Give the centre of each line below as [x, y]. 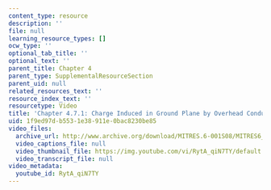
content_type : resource [48, 16]
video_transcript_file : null [65, 158]
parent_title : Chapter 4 [50, 69]
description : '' [35, 23]
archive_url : [38, 136]
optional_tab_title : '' [48, 53]
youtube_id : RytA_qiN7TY [57, 174]
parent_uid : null [38, 83]
